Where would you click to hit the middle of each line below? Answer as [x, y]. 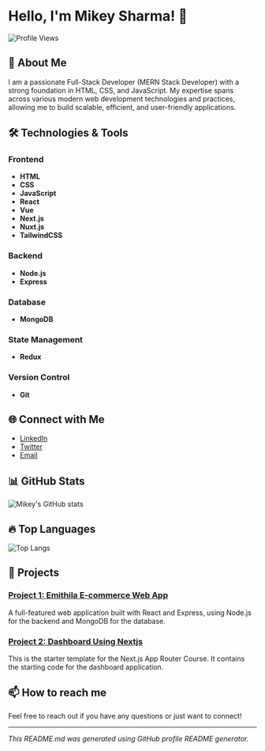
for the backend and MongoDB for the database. [87, 621]
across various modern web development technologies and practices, [121, 99]
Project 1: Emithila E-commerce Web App [88, 595]
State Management [46, 339]
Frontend [26, 160]
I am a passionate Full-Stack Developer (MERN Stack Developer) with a [124, 81]
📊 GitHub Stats [47, 481]
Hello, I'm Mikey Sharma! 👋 [98, 16]
